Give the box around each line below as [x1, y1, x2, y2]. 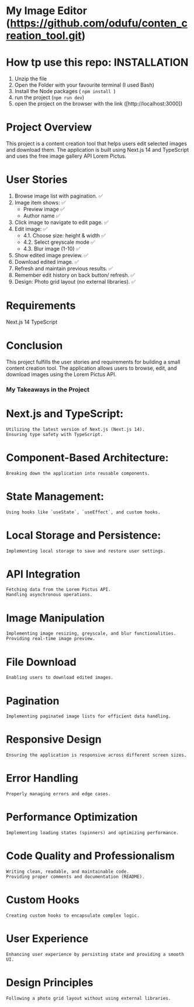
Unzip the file [14, 75, 47, 83]
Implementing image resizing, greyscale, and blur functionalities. [6, 631, 176, 637]
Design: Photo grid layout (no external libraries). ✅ [14, 278, 136, 285]
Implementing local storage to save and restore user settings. [6, 548, 166, 554]
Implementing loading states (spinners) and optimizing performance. [6, 830, 179, 836]
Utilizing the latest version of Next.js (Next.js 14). [6, 426, 145, 432]
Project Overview [6, 121, 92, 134]
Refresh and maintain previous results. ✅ [14, 265, 113, 272]
